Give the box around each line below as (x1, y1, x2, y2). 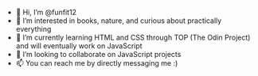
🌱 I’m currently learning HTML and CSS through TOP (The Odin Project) (15, 32, 251, 42)
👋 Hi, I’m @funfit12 (15, 8, 77, 17)
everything (15, 25, 52, 33)
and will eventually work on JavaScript (15, 41, 143, 51)
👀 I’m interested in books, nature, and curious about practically (15, 16, 222, 25)
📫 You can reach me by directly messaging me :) (15, 59, 178, 67)
